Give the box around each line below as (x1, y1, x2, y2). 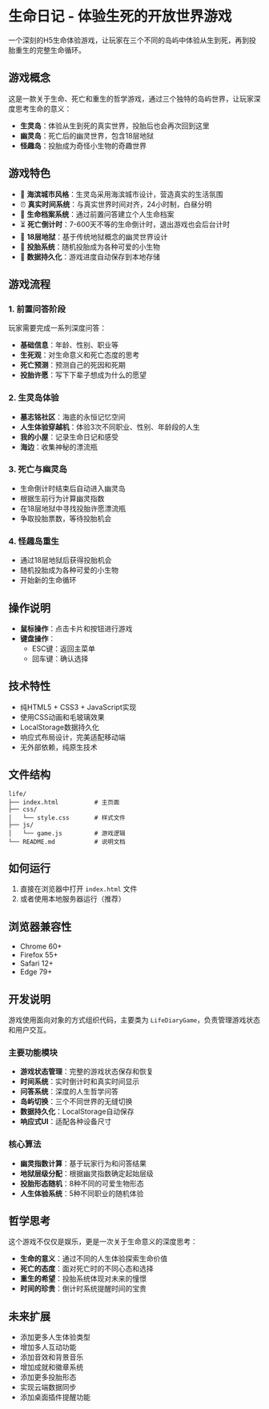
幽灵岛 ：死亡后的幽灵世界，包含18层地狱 (19, 130, 155, 140)
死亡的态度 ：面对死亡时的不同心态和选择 (19, 1264, 154, 1274)
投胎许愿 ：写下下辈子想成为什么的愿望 (19, 370, 147, 380)
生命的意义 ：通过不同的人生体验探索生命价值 (19, 1254, 168, 1263)
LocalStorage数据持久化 (19, 722, 100, 732)
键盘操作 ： (19, 633, 56, 643)
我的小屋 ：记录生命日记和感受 (19, 432, 118, 441)
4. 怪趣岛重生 (8, 536, 60, 547)
